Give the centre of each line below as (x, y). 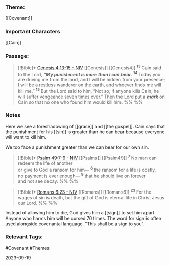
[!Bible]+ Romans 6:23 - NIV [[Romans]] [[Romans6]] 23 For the (84, 191)
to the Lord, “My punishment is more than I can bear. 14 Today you (89, 74)
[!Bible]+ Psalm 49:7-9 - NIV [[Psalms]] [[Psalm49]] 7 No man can (87, 158)
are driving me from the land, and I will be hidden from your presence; (91, 80)
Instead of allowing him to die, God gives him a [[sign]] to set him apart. (80, 212)
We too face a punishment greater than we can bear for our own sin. (77, 147)
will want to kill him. (26, 137)
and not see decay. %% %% (48, 181)
